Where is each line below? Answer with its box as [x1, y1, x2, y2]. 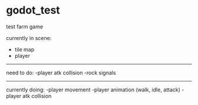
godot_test [6, 4, 60, 17]
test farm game [6, 23, 43, 30]
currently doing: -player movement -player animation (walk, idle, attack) [6, 86, 181, 93]
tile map [14, 45, 34, 53]
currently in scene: [6, 34, 52, 41]
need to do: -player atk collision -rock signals [6, 69, 116, 76]
